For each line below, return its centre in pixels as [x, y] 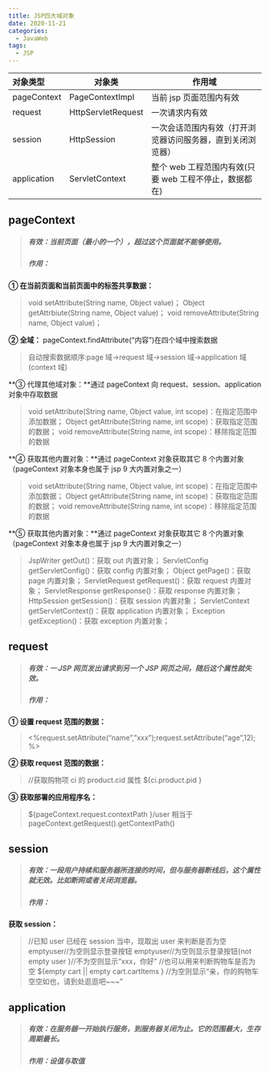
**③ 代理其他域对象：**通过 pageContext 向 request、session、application [135, 384]
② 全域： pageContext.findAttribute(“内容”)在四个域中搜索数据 [113, 340]
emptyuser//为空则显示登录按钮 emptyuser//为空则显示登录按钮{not [139, 951]
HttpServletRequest [106, 112]
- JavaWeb [32, 38]
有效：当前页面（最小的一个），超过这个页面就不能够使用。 [127, 242]
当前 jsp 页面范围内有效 [195, 97]
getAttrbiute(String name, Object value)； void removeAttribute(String [143, 313]
